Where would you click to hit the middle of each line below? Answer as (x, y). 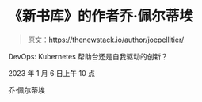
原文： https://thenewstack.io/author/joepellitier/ (106, 40)
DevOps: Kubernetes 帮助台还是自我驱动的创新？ (88, 56)
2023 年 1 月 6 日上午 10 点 (52, 73)
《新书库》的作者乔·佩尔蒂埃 (101, 16)
